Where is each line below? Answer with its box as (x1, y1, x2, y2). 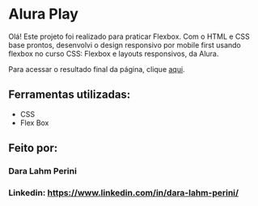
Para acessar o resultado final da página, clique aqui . (8, 64, 185, 74)
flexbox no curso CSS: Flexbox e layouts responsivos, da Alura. (8, 48, 219, 58)
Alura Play (8, 5, 79, 23)
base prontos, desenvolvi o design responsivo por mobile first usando (8, 40, 241, 49)
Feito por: (8, 141, 58, 155)
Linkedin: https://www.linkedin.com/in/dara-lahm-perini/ (8, 187, 239, 198)
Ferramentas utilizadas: (8, 88, 131, 102)
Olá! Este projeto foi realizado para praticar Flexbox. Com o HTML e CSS (8, 32, 250, 41)
